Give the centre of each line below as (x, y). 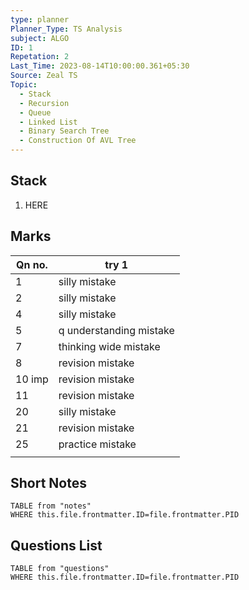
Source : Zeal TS (44, 76)
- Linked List (48, 122)
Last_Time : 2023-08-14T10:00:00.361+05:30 (100, 66)
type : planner (40, 19)
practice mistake (97, 444)
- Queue (35, 112)
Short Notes (48, 483)
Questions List (56, 545)
